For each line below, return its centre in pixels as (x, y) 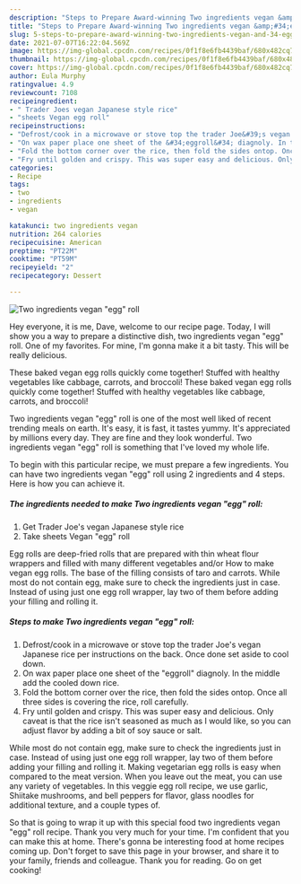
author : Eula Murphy (48, 76)
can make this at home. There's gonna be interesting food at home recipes (147, 841)
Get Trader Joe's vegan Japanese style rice (103, 527)
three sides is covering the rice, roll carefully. (105, 702)
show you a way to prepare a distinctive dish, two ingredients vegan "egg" (146, 336)
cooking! (26, 870)
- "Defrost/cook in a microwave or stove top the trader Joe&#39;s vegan (150, 135)
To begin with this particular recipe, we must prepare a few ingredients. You (149, 464)
